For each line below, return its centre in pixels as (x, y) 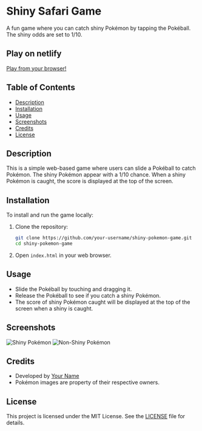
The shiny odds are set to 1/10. (44, 34)
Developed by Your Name (47, 376)
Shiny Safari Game (54, 11)
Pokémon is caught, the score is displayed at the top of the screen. (90, 181)
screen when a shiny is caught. (54, 308)
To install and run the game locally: (50, 215)
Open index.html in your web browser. (63, 255)
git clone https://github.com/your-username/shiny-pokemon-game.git (103, 238)
